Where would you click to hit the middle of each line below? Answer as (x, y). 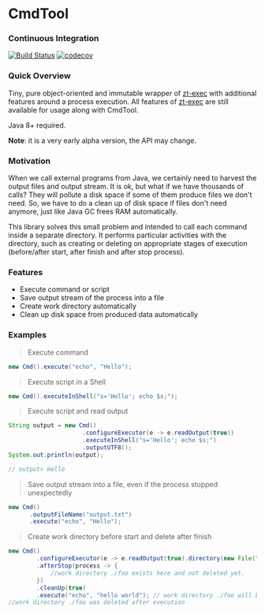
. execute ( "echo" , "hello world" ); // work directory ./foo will (144, 595)
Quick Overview (39, 76)
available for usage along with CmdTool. (73, 110)
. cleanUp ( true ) (62, 588)
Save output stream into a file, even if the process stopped (123, 484)
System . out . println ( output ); (56, 455)
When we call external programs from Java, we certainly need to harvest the (132, 178)
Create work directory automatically (78, 306)
